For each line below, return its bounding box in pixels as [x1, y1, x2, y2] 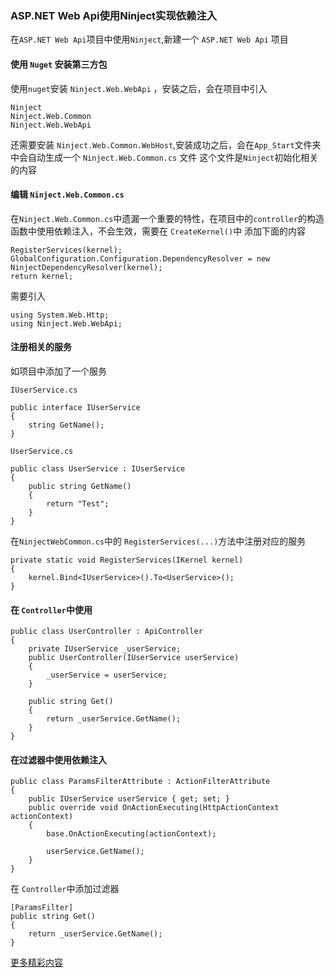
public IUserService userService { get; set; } [28, 794, 230, 804]
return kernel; [10, 271, 74, 281]
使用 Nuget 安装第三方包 [10, 58, 108, 70]
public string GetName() [28, 481, 132, 491]
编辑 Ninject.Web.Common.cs [10, 188, 125, 201]
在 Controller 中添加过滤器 [10, 883, 120, 895]
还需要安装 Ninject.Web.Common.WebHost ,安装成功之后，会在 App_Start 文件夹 [10, 138, 322, 151]
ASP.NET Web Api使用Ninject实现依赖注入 [10, 8, 218, 22]
